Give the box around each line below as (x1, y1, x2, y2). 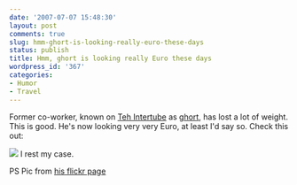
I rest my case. (20, 148, 74, 159)
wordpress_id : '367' (9, 63, 86, 72)
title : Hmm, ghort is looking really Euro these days (9, 54, 213, 63)
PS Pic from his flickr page (9, 166, 106, 176)
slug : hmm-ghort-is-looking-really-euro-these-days (9, 37, 204, 47)
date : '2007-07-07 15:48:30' (9, 12, 117, 22)
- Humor (9, 79, 38, 88)
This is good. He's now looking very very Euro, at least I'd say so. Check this (9, 120, 289, 131)
